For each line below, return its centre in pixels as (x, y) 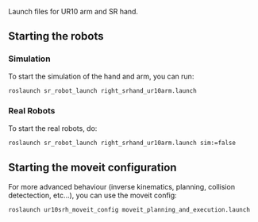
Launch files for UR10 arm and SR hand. (73, 11)
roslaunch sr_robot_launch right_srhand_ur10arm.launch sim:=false (122, 143)
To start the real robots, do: (53, 128)
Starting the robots (56, 36)
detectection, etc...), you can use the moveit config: (92, 195)
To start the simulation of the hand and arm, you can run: (101, 76)
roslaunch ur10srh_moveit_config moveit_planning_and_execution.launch (129, 209)
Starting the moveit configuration (92, 168)
